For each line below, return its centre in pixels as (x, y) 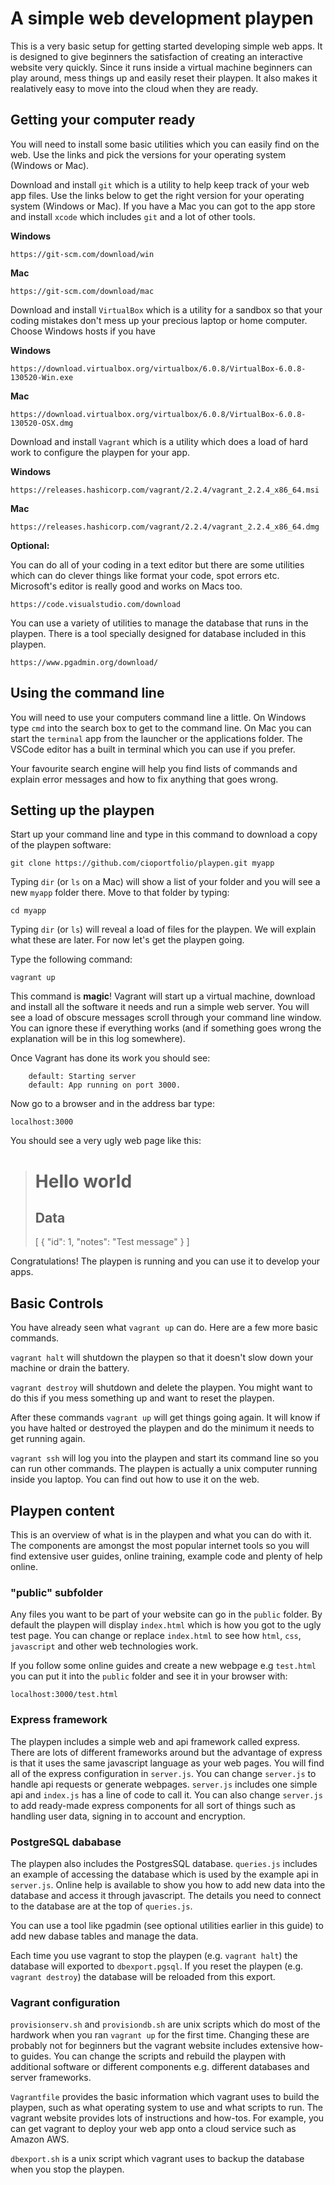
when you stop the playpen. (67, 2169)
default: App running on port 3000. (105, 1085)
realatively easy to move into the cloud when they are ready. (134, 88)
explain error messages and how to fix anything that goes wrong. (144, 779)
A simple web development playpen (162, 18)
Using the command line (87, 693)
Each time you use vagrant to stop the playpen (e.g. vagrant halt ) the (154, 1955)
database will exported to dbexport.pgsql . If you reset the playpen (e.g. (157, 1966)
